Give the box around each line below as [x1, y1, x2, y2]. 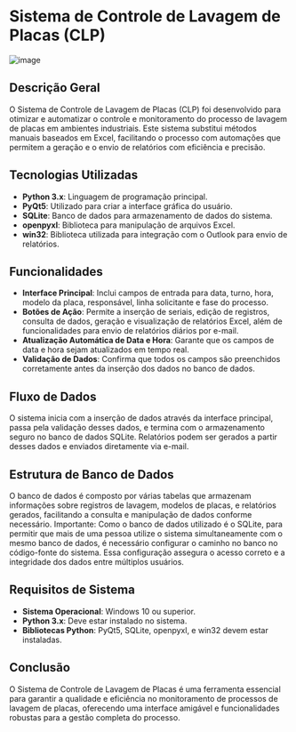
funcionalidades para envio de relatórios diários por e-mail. [21, 326, 239, 336]
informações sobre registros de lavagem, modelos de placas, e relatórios [9, 500, 277, 511]
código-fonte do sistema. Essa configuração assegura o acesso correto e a [9, 547, 286, 558]
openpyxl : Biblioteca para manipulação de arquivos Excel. [21, 220, 236, 230]
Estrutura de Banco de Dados [9, 467, 175, 482]
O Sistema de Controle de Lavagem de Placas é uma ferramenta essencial [9, 683, 282, 695]
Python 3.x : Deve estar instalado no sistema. [21, 615, 188, 626]
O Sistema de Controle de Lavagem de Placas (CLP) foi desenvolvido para [9, 104, 282, 115]
